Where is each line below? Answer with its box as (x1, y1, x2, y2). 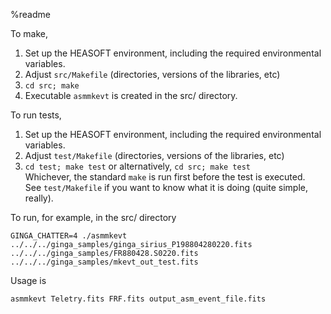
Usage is (10, 275, 47, 286)
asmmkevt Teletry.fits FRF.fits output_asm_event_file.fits (10, 294, 267, 304)
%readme (10, 9, 51, 20)
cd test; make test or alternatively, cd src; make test (24, 160, 251, 172)
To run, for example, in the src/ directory (10, 212, 177, 223)
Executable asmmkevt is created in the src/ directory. (24, 90, 238, 101)
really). (24, 192, 54, 204)
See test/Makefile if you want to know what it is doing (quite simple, (24, 182, 308, 193)
